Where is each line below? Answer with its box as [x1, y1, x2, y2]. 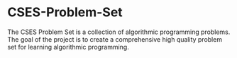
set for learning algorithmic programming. [7, 42, 129, 51]
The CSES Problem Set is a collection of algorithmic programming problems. [7, 28, 231, 36]
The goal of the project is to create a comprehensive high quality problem [7, 35, 222, 43]
